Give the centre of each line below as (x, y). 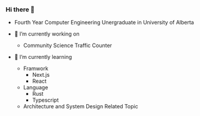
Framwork (36, 68)
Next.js (41, 75)
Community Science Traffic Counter (67, 46)
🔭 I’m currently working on (47, 34)
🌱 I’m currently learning (43, 57)
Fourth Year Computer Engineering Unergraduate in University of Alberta (104, 23)
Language (36, 87)
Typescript (46, 100)
